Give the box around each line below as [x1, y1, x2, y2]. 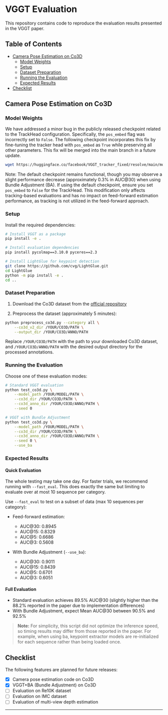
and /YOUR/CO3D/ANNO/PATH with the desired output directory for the [5, 344, 142, 350]
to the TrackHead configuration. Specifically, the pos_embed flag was [5, 131, 145, 137]
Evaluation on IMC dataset [12, 693, 67, 699]
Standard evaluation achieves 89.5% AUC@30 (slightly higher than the [12, 597, 158, 603]
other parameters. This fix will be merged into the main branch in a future [5, 147, 156, 153]
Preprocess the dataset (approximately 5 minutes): [12, 310, 117, 316]
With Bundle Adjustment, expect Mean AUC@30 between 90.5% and [12, 608, 155, 614]
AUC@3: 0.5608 [19, 539, 54, 545]
